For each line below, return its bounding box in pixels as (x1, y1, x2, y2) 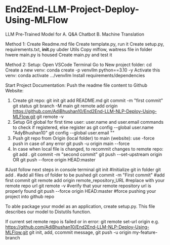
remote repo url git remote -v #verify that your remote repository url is (5, 183, 152, 189)
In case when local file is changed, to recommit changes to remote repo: (12, 146, 163, 152)
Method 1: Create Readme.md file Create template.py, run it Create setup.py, (5, 41, 164, 47)
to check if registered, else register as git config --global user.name (12, 124, 154, 130)
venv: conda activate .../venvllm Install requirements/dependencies (5, 72, 145, 78)
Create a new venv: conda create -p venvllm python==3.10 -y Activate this (5, 67, 160, 73)
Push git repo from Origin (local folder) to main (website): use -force (12, 135, 155, 141)
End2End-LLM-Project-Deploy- (5, 4, 140, 15)
